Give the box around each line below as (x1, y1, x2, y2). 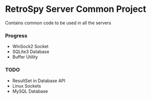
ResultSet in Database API (12, 78, 66, 84)
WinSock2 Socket (12, 44, 49, 49)
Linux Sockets (12, 83, 41, 89)
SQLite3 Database (12, 49, 49, 55)
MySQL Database (12, 88, 48, 94)
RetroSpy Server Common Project (5, 3, 147, 15)
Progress (5, 32, 28, 39)
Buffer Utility (12, 54, 38, 60)
